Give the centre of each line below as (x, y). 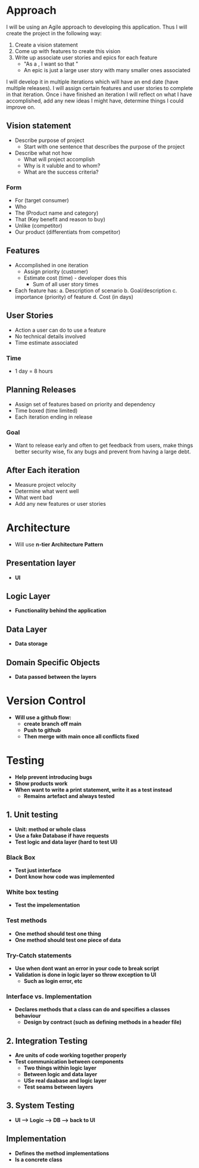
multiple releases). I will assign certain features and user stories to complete (100, 88)
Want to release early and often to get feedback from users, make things (104, 446)
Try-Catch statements (39, 955)
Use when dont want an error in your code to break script (87, 968)
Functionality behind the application (60, 611)
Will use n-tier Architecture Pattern (59, 544)
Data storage (31, 644)
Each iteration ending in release (54, 417)
